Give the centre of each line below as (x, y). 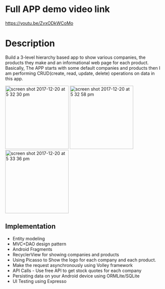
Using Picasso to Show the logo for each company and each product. (84, 260)
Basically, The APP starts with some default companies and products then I (83, 68)
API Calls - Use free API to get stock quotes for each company (77, 270)
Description (30, 43)
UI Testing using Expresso (39, 281)
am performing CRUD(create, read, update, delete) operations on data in (80, 73)
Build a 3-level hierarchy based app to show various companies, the (75, 57)
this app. (14, 78)
